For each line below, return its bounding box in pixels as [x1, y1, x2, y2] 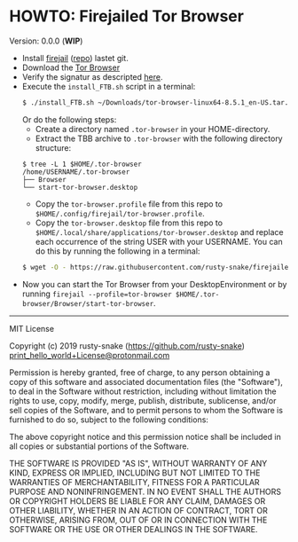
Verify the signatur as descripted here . [21, 71, 163, 82]
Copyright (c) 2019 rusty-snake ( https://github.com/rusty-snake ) [9, 340, 246, 351]
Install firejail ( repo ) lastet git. [21, 52, 129, 63]
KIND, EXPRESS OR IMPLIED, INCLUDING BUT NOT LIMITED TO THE [9, 467, 261, 478]
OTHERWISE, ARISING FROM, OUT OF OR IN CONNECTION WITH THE [9, 515, 268, 525]
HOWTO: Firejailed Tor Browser [9, 6, 244, 27]
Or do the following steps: [21, 114, 117, 125]
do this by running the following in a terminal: [35, 246, 200, 256]
